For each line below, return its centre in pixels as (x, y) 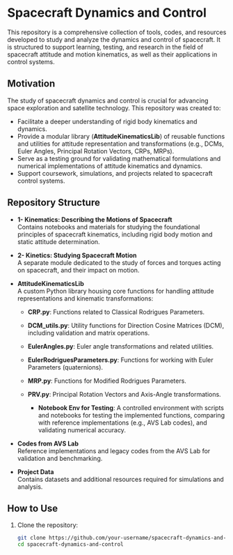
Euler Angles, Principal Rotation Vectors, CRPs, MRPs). (96, 151)
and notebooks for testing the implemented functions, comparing (131, 415)
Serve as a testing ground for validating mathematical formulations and (119, 158)
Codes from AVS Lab (48, 443)
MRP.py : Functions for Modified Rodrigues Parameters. (107, 381)
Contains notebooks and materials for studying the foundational (109, 227)
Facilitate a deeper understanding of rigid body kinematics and (107, 121)
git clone (32, 538)
